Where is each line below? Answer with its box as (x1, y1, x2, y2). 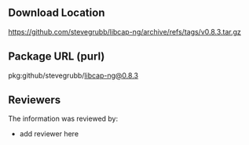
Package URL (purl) (8, 50, 105, 63)
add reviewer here (19, 129, 79, 139)
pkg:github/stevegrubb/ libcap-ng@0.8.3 (8, 71, 139, 80)
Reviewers (8, 93, 61, 107)
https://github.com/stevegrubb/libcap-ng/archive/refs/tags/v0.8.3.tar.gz (8, 27, 242, 36)
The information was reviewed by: (8, 114, 119, 124)
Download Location (8, 6, 105, 20)
